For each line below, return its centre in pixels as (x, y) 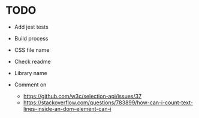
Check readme (33, 61)
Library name (31, 73)
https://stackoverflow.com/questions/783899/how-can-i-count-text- (108, 103)
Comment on (30, 85)
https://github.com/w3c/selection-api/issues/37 (82, 96)
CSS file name (32, 50)
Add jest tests (31, 27)
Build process (31, 38)
